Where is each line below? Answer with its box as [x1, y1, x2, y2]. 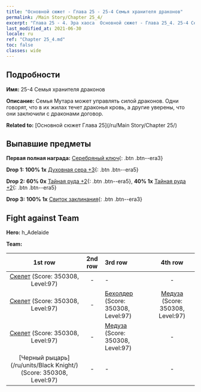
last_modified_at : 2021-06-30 [6, 25, 82, 32]
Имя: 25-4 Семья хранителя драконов [6, 85, 105, 93]
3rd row [104, 258, 127, 267]
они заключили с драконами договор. [6, 110, 103, 117]
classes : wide [6, 48, 42, 54]
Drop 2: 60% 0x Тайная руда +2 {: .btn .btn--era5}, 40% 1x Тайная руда [6, 177, 187, 185]
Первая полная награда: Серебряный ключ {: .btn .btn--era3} [6, 155, 163, 162]
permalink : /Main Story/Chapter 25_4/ [6, 14, 103, 20]
